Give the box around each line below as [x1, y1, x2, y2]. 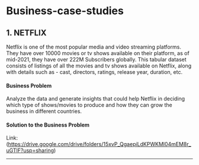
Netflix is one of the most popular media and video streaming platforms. [6, 43, 182, 50]
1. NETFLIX [6, 28, 47, 38]
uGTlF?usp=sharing [6, 147, 54, 154]
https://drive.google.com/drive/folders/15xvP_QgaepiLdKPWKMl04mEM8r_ [8, 141, 191, 148]
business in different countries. [6, 108, 82, 115]
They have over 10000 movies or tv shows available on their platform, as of [6, 50, 190, 57]
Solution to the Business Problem [6, 121, 90, 128]
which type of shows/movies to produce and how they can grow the [6, 102, 173, 109]
